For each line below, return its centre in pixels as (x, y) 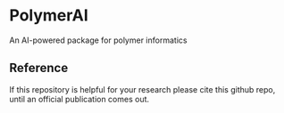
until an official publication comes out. (79, 99)
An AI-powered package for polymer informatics (98, 40)
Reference (39, 68)
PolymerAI (49, 16)
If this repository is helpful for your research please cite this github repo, (142, 89)
